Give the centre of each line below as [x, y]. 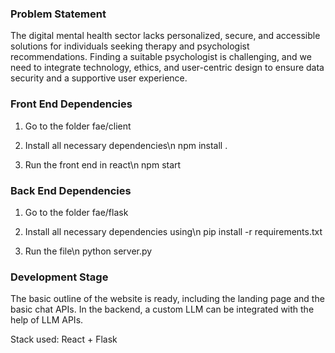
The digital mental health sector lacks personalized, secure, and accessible [165, 36]
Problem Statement [58, 14]
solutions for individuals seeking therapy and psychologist [130, 46]
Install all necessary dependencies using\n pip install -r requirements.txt [173, 231]
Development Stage [59, 277]
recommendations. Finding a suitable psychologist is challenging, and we [161, 57]
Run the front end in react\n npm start [103, 164]
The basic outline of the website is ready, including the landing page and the [167, 299]
